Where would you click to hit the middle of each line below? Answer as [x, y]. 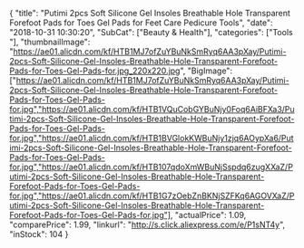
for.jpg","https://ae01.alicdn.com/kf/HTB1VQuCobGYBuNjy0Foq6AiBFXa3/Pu [152, 109]
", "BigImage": [206, 71]
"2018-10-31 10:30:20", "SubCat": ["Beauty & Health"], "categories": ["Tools [151, 32]
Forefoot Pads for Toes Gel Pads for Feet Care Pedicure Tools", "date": [142, 23]
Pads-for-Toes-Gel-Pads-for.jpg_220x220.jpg [95, 71]
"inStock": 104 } [39, 234]
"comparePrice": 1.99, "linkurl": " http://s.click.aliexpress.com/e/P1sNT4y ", [147, 224]
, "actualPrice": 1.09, [208, 215]
